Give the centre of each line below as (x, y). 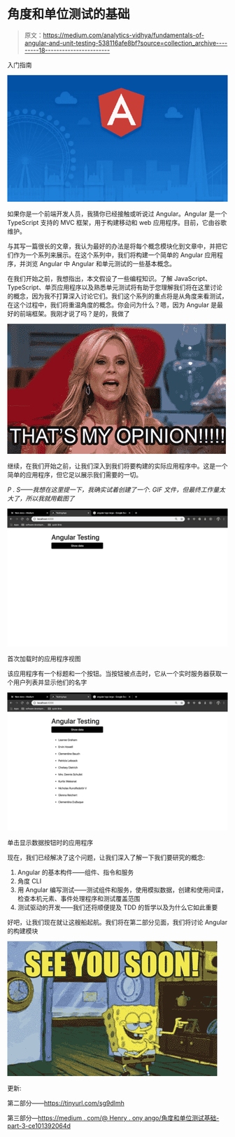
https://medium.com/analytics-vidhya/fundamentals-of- (124, 35)
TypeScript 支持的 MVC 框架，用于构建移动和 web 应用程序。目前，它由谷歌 (117, 222)
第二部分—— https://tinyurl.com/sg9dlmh (66, 1103)
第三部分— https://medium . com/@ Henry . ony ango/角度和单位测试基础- (113, 1117)
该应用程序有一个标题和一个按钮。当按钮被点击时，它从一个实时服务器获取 (114, 673)
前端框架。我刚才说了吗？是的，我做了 (74, 313)
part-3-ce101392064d (39, 1126)
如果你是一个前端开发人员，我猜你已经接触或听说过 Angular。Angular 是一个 (117, 214)
